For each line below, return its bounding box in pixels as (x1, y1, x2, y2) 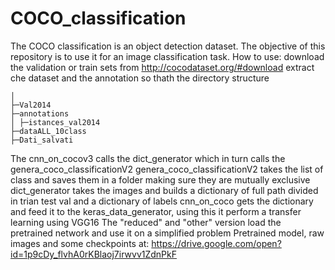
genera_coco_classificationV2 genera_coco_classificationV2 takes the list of (10, 163, 324, 175)
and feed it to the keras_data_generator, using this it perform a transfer (10, 205, 302, 217)
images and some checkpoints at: (10, 237, 150, 249)
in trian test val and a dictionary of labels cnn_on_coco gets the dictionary (10, 195, 314, 207)
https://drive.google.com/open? (151, 237, 282, 249)
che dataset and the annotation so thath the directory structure (10, 72, 270, 84)
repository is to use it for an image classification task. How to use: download (10, 50, 325, 62)
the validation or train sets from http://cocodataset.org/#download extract (10, 61, 315, 73)
